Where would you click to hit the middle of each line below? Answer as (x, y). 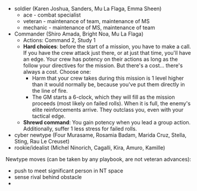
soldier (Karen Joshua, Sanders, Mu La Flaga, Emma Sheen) (88, 9)
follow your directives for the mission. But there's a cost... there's (103, 65)
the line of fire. (50, 91)
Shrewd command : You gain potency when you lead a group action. (107, 122)
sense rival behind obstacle (48, 177)
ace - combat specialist (52, 15)
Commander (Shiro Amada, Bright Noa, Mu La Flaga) (79, 34)
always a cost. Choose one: (57, 72)
